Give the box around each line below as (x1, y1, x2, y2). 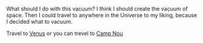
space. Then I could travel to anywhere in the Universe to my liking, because (6, 12, 198, 19)
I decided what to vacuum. (6, 18, 73, 25)
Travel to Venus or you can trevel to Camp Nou (6, 30, 123, 37)
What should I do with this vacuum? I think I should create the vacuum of (6, 5, 188, 12)
